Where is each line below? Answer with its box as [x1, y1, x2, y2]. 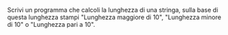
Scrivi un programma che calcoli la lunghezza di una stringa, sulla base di [7, 6, 218, 14]
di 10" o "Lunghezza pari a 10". [7, 21, 96, 28]
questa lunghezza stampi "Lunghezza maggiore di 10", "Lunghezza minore [7, 13, 222, 21]
